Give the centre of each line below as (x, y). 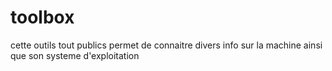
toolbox (42, 17)
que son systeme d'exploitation (75, 55)
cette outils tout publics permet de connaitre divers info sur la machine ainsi (166, 45)
